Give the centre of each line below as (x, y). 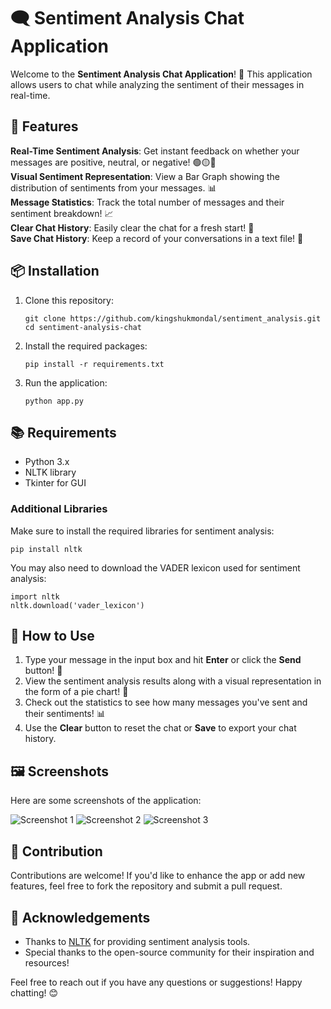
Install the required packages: (86, 346)
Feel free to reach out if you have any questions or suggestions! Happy (156, 982)
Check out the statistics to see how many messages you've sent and (166, 702)
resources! (47, 962)
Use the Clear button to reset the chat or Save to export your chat (160, 728)
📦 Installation (55, 271)
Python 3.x (47, 462)
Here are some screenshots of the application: (106, 801)
